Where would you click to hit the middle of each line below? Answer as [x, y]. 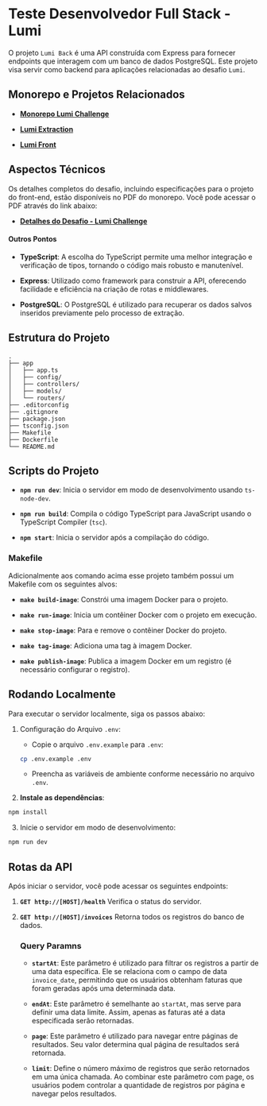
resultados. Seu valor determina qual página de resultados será [135, 1045]
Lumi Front [38, 145]
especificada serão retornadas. [83, 1021]
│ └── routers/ [37, 398]
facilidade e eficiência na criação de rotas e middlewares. [114, 289]
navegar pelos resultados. [74, 1094]
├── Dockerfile [33, 439]
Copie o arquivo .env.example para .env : [97, 744]
